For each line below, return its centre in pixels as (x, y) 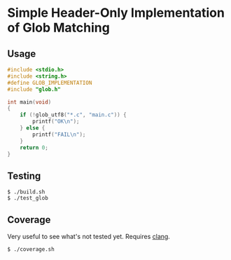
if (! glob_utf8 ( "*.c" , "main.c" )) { (73, 115)
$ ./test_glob (28, 198)
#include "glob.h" (34, 89)
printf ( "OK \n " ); (56, 122)
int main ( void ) (29, 102)
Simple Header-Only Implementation (116, 13)
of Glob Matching (58, 28)
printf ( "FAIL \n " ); (59, 135)
